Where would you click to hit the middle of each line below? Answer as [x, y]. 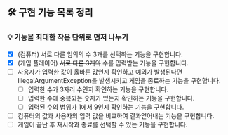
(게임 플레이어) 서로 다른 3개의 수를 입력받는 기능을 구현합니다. [103, 63]
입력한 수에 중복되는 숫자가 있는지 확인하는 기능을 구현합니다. [111, 98]
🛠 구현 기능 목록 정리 [50, 13]
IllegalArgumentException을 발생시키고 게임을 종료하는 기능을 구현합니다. [119, 80]
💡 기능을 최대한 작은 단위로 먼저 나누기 [68, 37]
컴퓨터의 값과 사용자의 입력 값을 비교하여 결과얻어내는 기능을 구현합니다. [116, 116]
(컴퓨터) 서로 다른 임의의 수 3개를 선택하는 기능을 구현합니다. [100, 54]
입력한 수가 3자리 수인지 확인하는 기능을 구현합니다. [98, 89]
